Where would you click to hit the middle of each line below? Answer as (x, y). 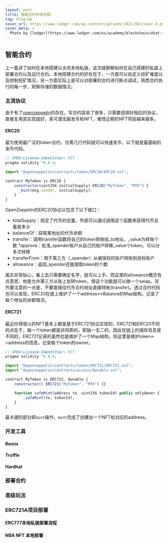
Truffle (12, 455)
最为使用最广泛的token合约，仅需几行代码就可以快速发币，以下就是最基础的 (83, 142)
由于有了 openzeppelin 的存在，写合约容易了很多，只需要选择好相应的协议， (83, 113)
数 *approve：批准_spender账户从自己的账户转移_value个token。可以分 (86, 246)
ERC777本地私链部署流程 (31, 523)
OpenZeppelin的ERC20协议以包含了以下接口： (53, 210)
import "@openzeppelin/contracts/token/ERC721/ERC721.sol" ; (69, 366)
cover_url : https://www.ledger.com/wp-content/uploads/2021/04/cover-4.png (86, 24)
